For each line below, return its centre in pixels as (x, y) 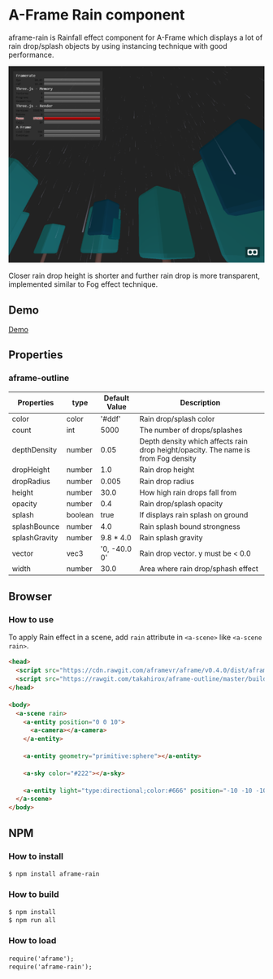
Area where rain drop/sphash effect (199, 569)
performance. (31, 54)
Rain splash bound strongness (190, 526)
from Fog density (168, 459)
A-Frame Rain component (97, 15)
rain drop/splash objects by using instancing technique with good (118, 45)
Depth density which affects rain (193, 441)
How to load (32, 941)
